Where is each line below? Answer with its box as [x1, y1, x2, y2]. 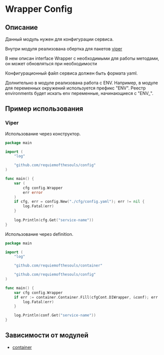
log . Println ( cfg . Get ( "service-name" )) [14, 218, 94, 222]
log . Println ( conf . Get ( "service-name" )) [14, 313, 96, 318]
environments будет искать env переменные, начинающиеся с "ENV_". [5, 90, 154, 96]
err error [23, 190, 43, 195]
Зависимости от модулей [5, 331, 89, 340]
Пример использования [5, 105, 83, 113]
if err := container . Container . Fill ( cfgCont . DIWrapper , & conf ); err [14, 295, 158, 300]
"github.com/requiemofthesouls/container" [14, 263, 103, 268]
